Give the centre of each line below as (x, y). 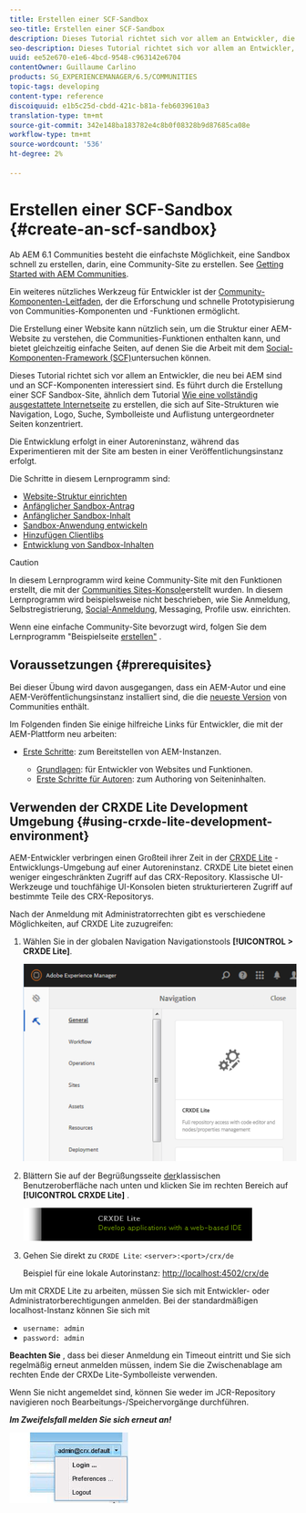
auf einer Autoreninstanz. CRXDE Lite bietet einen (200, 867)
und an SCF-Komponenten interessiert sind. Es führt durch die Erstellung (146, 385)
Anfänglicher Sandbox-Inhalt (76, 515)
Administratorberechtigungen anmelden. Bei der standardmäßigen (134, 1301)
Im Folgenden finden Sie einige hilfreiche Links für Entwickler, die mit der (147, 724)
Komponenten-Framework (59, 358)
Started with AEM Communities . (69, 274)
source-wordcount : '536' (56, 145)
